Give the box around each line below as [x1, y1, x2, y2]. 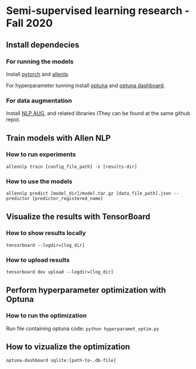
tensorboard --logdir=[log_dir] [6, 242, 85, 248]
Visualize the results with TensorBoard [6, 212, 151, 222]
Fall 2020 [6, 16, 53, 30]
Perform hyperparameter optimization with [6, 285, 166, 295]
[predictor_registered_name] [32, 196, 104, 202]
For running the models [6, 57, 74, 65]
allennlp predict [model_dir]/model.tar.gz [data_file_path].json [6, 191, 171, 196]
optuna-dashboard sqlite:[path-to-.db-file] [6, 357, 116, 363]
